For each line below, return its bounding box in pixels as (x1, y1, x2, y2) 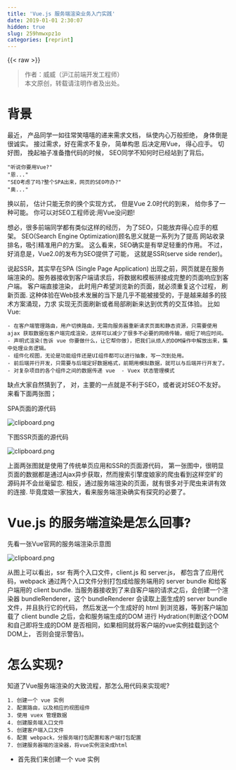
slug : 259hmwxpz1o (7, 30, 61, 37)
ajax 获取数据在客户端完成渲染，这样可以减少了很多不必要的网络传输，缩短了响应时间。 (7, 330, 227, 338)
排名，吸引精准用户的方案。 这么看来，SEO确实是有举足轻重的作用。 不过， (7, 240, 226, 250)
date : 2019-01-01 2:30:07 (7, 17, 83, 24)
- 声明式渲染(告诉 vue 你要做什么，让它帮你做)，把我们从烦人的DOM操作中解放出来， (7, 338, 223, 345)
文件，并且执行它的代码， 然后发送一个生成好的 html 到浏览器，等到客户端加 (7, 603, 228, 612)
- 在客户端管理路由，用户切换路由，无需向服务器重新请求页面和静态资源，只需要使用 (7, 323, 218, 330)
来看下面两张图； (7, 390, 57, 398)
